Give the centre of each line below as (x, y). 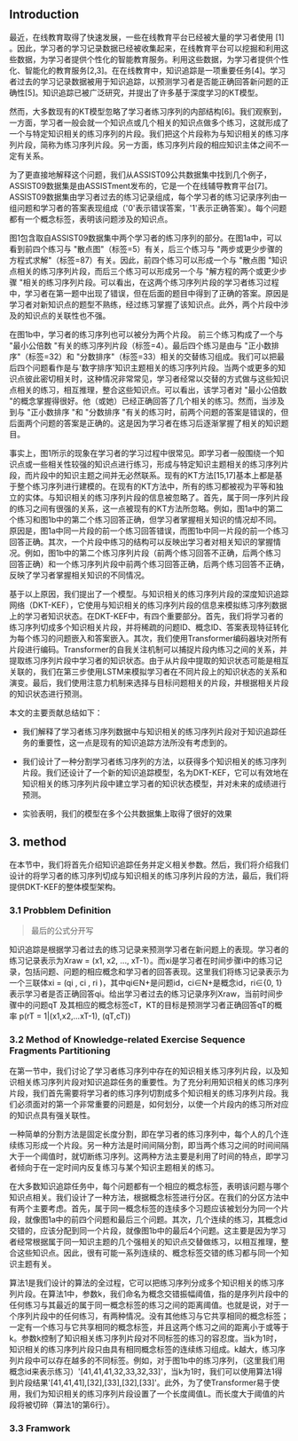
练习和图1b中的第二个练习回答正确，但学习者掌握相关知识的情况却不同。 (149, 519)
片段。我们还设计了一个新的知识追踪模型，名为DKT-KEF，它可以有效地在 (155, 772)
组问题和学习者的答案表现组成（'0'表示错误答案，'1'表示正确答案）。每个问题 (148, 208)
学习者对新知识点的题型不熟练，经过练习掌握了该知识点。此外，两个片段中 (145, 304)
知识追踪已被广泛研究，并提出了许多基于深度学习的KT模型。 (153, 92)
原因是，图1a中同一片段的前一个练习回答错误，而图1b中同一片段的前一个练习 (149, 531)
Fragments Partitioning (60, 1051)
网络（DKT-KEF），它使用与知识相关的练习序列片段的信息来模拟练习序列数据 (149, 605)
